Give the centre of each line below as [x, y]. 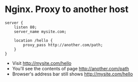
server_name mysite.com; [40, 31]
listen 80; [25, 27]
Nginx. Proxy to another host [67, 9]
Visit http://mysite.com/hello [42, 63]
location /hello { [33, 40]
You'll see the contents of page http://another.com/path [71, 68]
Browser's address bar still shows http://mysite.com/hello [73, 74]
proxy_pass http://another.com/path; [63, 45]
